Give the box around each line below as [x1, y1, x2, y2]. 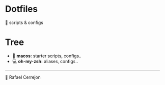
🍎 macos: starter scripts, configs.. [12, 53, 82, 59]
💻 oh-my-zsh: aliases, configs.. [12, 58, 78, 64]
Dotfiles [5, 3, 38, 15]
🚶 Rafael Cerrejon [5, 74, 41, 80]
